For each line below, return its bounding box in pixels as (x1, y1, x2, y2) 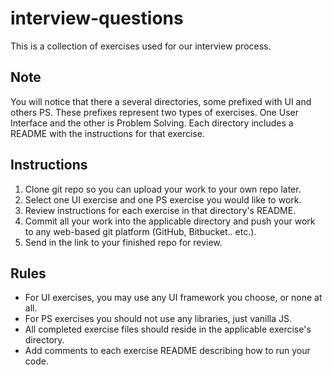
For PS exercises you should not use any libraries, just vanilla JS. (24, 313, 293, 325)
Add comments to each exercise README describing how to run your (24, 345, 311, 357)
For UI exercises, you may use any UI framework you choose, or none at (24, 292, 323, 304)
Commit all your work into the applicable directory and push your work (24, 215, 316, 227)
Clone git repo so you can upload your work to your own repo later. (24, 183, 302, 195)
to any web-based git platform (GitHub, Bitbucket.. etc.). (24, 225, 257, 237)
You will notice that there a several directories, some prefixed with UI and (10, 95, 312, 107)
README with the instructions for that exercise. (10, 127, 205, 139)
